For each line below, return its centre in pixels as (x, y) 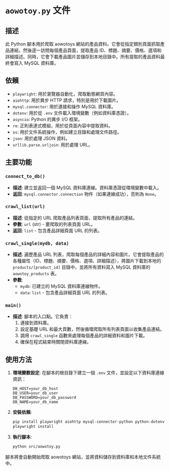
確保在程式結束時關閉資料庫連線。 (56, 342)
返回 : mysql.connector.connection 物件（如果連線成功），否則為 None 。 (86, 194)
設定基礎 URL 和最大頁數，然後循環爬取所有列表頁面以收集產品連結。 (92, 329)
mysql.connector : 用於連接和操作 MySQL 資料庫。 (64, 106)
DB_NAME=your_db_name (35, 402)
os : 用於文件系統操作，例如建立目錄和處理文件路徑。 (67, 132)
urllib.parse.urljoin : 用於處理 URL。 (53, 144)
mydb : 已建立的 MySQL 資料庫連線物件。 (61, 286)
